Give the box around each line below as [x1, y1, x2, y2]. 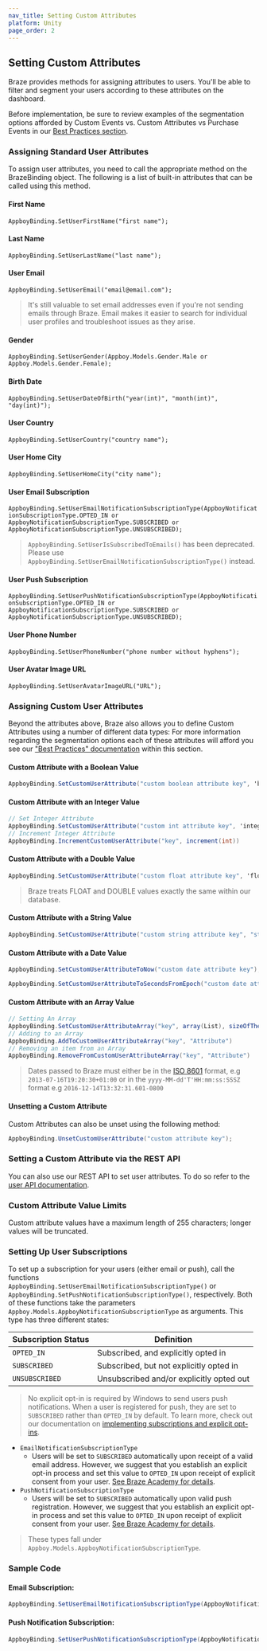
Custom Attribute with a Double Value [8, 854, 136, 864]
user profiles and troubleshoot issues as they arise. [27, 317, 196, 327]
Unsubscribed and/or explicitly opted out [96, 1373, 250, 1384]
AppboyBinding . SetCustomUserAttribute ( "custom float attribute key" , [8, 872, 244, 880]
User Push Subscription [8, 574, 89, 584]
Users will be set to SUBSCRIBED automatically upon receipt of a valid [31, 1451, 253, 1461]
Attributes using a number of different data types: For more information [8, 727, 241, 737]
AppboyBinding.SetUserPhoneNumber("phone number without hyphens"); [8, 647, 240, 655]
